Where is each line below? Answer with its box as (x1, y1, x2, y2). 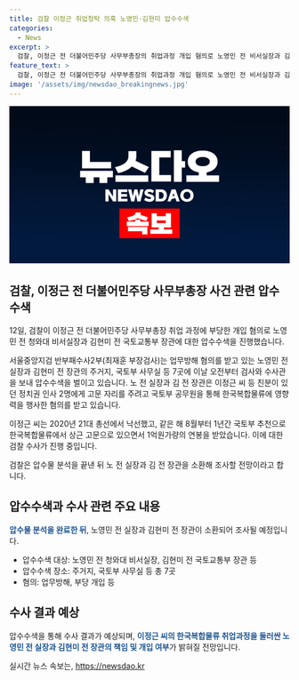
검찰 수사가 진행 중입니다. (9, 441, 98, 452)
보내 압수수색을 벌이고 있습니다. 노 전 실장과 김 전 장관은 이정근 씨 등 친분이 (18, 378, 279, 388)
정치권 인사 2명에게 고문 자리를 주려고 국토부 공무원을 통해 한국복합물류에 (18, 388, 273, 399)
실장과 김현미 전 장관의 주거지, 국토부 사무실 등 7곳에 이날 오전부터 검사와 (9, 366, 263, 377)
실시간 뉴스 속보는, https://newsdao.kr (9, 660, 145, 671)
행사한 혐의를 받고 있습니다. (25, 400, 122, 411)
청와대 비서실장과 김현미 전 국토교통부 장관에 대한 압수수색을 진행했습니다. (28, 336, 285, 347)
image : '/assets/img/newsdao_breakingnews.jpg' (9, 80, 190, 89)
